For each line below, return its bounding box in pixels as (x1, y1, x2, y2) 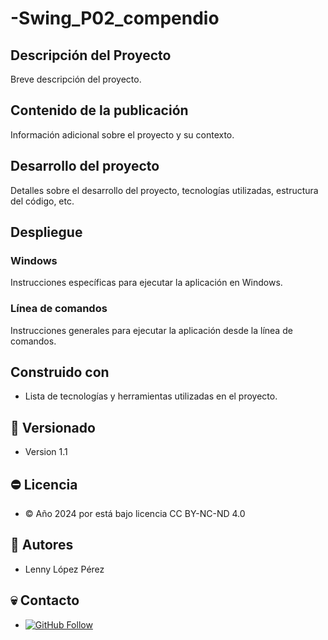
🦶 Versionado (10, 419, 96, 436)
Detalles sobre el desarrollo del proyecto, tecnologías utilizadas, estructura (10, 184, 319, 196)
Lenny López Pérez (24, 563, 105, 575)
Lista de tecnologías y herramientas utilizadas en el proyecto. (24, 390, 278, 402)
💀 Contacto (10, 592, 80, 609)
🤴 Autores (10, 537, 74, 554)
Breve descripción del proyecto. (10, 73, 142, 85)
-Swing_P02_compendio (10, 7, 220, 30)
